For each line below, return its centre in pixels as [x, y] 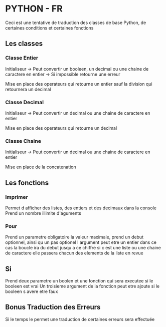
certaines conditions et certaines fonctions [49, 28]
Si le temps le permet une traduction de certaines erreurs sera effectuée [80, 319]
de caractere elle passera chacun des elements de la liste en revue [74, 253]
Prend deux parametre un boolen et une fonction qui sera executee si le [79, 281]
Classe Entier [22, 58]
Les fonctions [27, 183]
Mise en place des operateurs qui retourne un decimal [61, 128]
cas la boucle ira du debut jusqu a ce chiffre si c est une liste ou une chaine [83, 248]
